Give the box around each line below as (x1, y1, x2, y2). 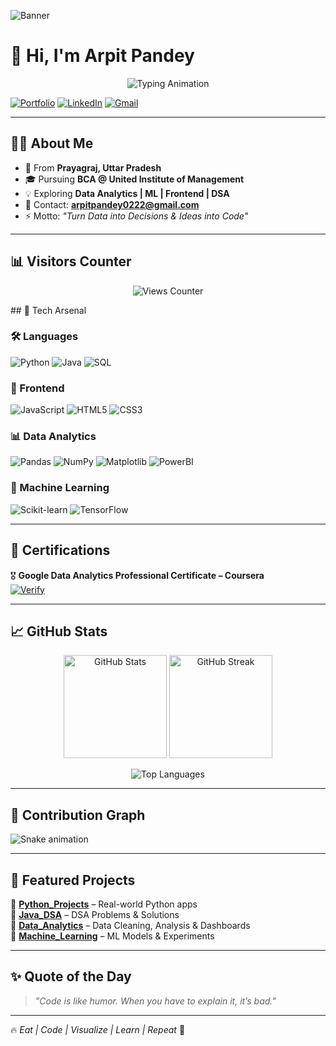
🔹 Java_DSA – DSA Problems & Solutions (10, 909, 180, 920)
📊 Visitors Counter (10, 253, 132, 270)
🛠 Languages (10, 330, 79, 344)
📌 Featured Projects (10, 871, 136, 889)
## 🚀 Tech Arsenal (10, 304, 87, 316)
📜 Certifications (10, 542, 111, 559)
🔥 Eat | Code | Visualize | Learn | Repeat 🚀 (10, 1023, 186, 1035)
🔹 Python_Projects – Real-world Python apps (10, 898, 198, 910)
